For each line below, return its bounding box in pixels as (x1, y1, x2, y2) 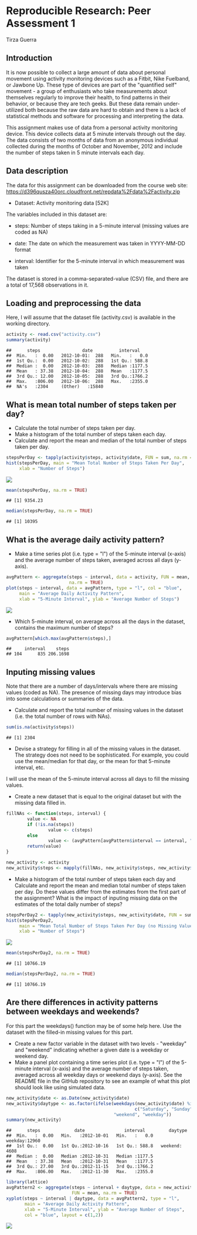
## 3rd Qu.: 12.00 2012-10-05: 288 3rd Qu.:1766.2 (6, 374, 148, 380)
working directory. (6, 320, 50, 327)
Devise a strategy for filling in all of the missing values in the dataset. (14, 745, 181, 753)
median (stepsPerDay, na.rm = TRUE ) (6, 508, 93, 514)
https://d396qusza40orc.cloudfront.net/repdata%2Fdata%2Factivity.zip (6, 188, 181, 195)
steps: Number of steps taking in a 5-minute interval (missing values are (14, 222, 189, 229)
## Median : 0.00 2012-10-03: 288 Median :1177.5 (6, 363, 148, 369)
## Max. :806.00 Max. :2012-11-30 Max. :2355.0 (6, 1169, 154, 1175)
